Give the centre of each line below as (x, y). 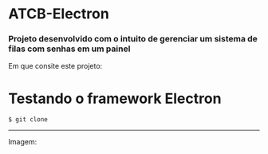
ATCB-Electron (59, 14)
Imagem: (23, 142)
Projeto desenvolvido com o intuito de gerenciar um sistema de (133, 39)
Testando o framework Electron (115, 99)
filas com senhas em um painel (69, 49)
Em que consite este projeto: (55, 66)
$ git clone (28, 120)
